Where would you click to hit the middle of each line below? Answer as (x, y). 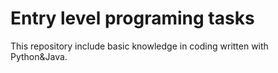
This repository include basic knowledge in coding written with (139, 46)
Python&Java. (39, 56)
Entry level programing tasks (132, 18)
